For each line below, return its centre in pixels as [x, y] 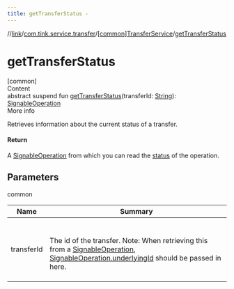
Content [19, 88]
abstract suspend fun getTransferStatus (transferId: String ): [92, 95]
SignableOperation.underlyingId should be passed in [135, 258]
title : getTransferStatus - [48, 14]
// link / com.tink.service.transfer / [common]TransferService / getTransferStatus [117, 33]
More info [21, 110]
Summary [136, 211]
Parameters [33, 177]
